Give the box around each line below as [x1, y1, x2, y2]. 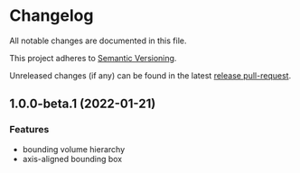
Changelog [9, 5, 94, 26]
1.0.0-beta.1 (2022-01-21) [9, 96, 156, 112]
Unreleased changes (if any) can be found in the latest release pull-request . [9, 69, 292, 81]
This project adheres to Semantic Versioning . [9, 52, 177, 63]
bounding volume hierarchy [22, 143, 126, 154]
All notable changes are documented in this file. [9, 35, 187, 46]
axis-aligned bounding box [22, 153, 123, 164]
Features [9, 123, 50, 136]
